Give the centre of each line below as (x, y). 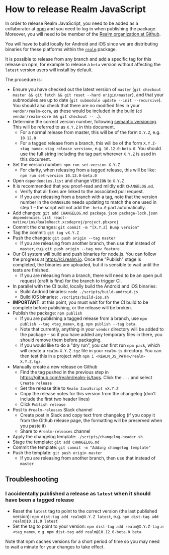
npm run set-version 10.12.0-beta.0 (58, 175)
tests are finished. (31, 270)
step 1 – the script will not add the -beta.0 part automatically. (83, 207)
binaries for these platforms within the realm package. (61, 49)
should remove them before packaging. (61, 340)
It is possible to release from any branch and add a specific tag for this (78, 59)
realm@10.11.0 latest (35, 521)
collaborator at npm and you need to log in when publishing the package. (81, 28)
